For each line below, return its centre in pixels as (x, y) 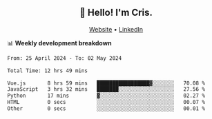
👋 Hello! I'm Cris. (116, 13)
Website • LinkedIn (116, 29)
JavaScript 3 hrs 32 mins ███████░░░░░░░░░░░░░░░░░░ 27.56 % (106, 89)
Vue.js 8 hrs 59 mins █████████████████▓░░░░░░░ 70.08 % (106, 83)
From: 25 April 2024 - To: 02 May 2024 (65, 58)
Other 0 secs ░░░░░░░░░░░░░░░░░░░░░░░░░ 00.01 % (106, 109)
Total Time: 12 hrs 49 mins (48, 71)
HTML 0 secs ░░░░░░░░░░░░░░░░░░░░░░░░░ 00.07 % (106, 102)
